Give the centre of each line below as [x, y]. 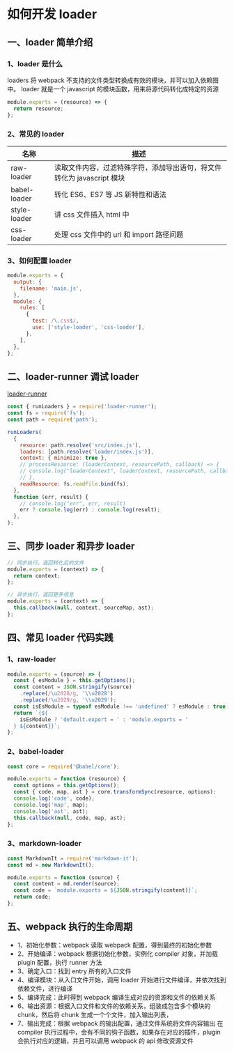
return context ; [37, 575]
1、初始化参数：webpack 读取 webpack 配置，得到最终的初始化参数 [115, 945]
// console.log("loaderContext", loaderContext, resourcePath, [114, 471]
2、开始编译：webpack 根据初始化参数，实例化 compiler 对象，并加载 [117, 953]
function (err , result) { [51, 497]
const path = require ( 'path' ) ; [53, 420]
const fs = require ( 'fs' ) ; [46, 413]
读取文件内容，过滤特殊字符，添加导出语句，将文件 [138, 167]
